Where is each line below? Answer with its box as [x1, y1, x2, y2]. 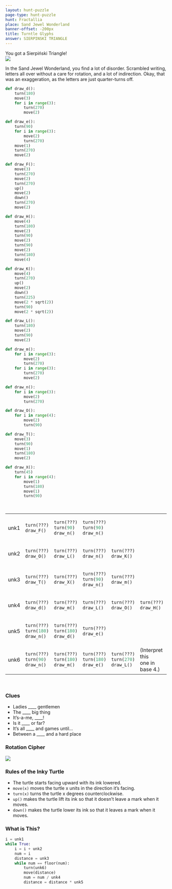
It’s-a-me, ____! [12, 715, 45, 721]
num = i [14, 851, 31, 856]
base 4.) [140, 665, 160, 673]
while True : [5, 842, 31, 847]
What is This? [5, 825, 40, 832]
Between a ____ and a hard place [12, 731, 82, 737]
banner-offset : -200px [5, 27, 54, 32]
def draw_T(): [5, 431, 36, 437]
